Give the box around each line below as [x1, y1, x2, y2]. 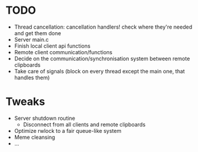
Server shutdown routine [14, 114, 76, 122]
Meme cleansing [14, 134, 55, 141]
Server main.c [14, 36, 49, 43]
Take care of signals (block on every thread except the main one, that [14, 67, 185, 75]
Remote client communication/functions [14, 48, 113, 55]
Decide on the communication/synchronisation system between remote [14, 55, 190, 62]
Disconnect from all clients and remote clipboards [23, 120, 146, 128]
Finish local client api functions [14, 42, 91, 49]
